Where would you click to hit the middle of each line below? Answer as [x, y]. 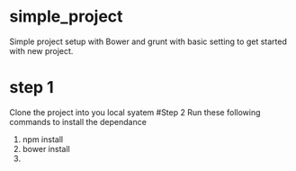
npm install [43, 139]
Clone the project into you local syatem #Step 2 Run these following [135, 112]
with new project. [41, 50]
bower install [46, 148]
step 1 [31, 88]
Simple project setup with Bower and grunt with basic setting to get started [148, 41]
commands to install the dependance [78, 121]
